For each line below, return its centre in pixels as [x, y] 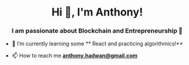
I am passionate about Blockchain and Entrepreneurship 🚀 [97, 31]
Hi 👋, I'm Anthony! [97, 12]
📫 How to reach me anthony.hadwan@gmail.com [75, 55]
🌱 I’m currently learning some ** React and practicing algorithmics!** [97, 44]
